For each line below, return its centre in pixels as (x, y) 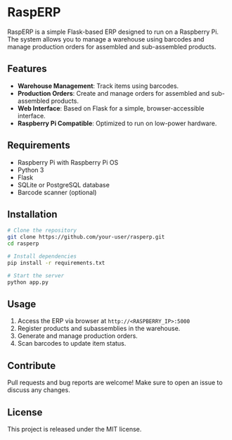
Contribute (32, 366)
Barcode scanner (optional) (57, 192)
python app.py (28, 282)
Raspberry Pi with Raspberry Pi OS (68, 162)
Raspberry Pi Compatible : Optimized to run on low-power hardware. (117, 123)
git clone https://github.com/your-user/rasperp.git (86, 237)
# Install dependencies (42, 256)
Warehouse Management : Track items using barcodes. (98, 86)
